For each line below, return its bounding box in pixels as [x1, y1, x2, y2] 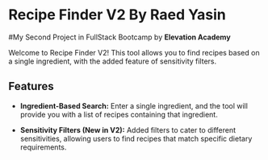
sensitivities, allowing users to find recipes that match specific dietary [19, 133, 253, 143]
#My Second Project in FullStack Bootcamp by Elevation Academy [8, 32, 232, 42]
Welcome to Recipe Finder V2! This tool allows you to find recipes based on [8, 47, 260, 57]
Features [8, 80, 54, 93]
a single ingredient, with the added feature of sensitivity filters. [8, 56, 217, 66]
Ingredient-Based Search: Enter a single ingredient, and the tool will [19, 101, 249, 110]
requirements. [19, 142, 67, 152]
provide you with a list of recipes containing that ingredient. [19, 109, 218, 119]
